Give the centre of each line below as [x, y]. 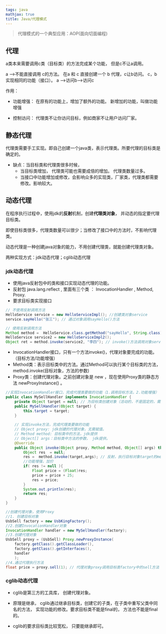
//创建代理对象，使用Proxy [30, 512]
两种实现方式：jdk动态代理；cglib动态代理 [48, 257]
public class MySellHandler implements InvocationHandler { [69, 397]
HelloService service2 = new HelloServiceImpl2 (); [59, 337]
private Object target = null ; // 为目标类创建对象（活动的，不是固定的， [86, 402]
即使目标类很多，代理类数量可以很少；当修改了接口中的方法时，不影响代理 [81, 230]
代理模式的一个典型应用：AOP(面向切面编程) [63, 34]
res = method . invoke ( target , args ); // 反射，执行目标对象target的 [90, 457]
